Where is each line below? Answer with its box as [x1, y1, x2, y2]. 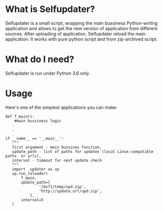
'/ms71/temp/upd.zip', [39, 184, 86, 189]
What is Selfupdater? [5, 4, 95, 15]
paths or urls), [5, 153, 42, 158]
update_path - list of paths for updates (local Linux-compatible [12, 149, 154, 154]
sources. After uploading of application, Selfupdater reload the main [5, 31, 146, 37]
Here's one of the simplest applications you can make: [5, 104, 118, 110]
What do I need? [5, 54, 74, 65]
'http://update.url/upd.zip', [39, 188, 102, 193]
